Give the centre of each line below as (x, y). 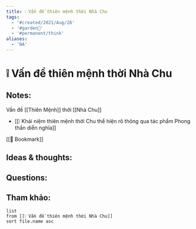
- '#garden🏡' (27, 28)
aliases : (17, 39)
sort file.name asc (30, 221)
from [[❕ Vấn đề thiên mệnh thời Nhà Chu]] (59, 216)
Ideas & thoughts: (39, 157)
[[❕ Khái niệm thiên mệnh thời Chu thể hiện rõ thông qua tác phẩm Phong (102, 121)
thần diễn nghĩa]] (35, 128)
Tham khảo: (29, 198)
